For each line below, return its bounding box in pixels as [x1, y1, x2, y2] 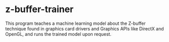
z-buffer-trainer [5, 4, 74, 15]
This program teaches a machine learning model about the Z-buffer [5, 20, 146, 26]
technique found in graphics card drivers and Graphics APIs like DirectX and [5, 25, 164, 31]
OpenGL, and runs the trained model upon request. [5, 31, 112, 37]
